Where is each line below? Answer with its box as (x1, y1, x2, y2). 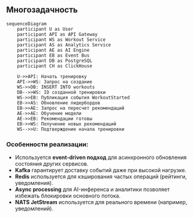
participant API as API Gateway (17, 31, 98, 37)
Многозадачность (6, 5, 78, 15)
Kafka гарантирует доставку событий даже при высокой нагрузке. (14, 167, 187, 174)
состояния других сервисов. (14, 160, 89, 167)
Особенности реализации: (6, 140, 89, 148)
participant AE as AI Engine (17, 47, 90, 53)
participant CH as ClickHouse (17, 63, 93, 69)
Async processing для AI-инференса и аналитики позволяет (14, 186, 170, 193)
